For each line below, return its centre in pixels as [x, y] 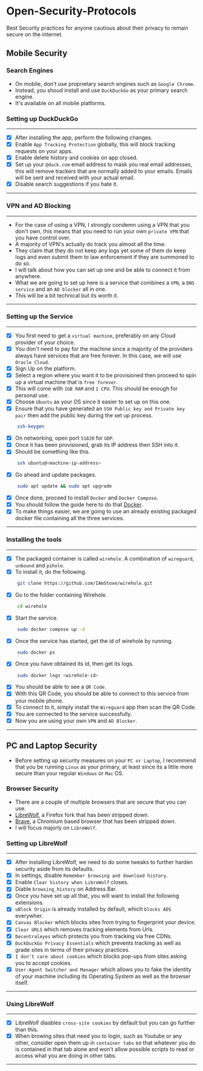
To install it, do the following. [50, 571]
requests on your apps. [44, 151]
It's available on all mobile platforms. [60, 103]
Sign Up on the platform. [46, 368]
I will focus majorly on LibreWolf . [56, 827]
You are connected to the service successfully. [73, 714]
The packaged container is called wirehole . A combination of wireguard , [105, 558]
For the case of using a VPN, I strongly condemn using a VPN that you [102, 224]
